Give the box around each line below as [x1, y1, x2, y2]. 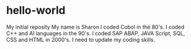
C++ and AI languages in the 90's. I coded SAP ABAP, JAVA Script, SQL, [6, 29, 185, 36]
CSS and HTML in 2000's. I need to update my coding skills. [6, 36, 155, 43]
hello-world [6, 4, 66, 17]
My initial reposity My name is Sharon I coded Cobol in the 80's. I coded [6, 23, 185, 30]
